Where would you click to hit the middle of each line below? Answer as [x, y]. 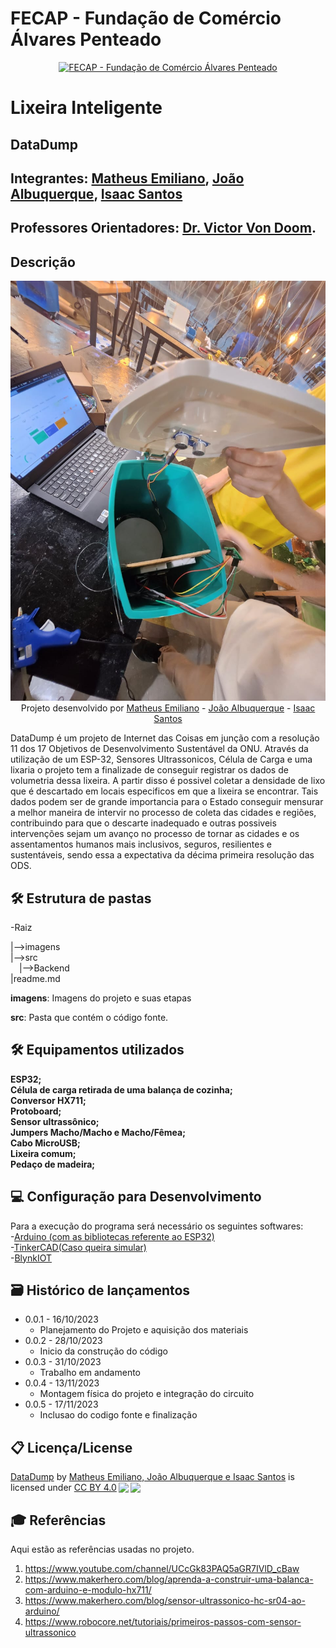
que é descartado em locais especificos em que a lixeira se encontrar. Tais [164, 791]
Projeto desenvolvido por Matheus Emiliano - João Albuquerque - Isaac [168, 708]
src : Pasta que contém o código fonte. [89, 1017]
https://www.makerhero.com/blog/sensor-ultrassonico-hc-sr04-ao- [165, 1600]
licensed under [41, 1488]
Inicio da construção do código [103, 1351]
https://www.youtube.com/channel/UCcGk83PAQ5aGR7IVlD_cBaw [162, 1568]
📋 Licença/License [71, 1447]
